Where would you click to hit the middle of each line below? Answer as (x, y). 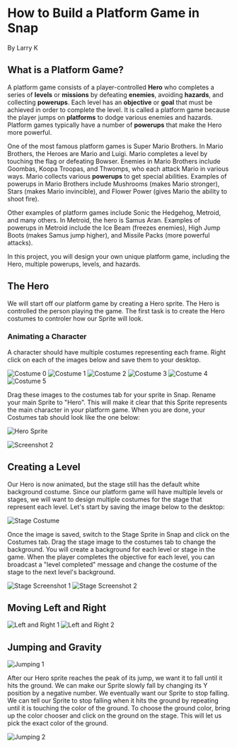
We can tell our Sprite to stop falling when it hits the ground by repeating (113, 700)
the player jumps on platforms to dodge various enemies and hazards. (110, 117)
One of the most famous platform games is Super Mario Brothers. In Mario (115, 146)
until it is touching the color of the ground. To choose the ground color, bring (119, 708)
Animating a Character (47, 337)
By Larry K (23, 48)
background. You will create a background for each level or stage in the (111, 549)
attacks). (20, 242)
